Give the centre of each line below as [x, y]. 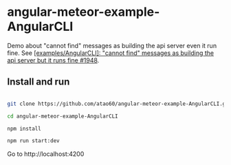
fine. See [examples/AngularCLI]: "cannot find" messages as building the [111, 53]
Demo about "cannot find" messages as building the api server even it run [112, 45]
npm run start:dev [33, 141]
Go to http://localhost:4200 [46, 154]
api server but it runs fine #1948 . [53, 60]
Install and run [38, 82]
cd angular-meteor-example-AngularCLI [63, 116]
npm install [24, 129]
